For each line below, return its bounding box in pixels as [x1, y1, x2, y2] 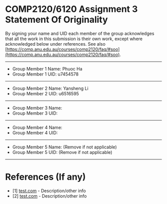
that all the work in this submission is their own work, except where [5, 36, 143, 42]
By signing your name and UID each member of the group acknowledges [5, 30, 155, 36]
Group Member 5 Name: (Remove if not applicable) [12, 144, 117, 150]
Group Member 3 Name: [12, 105, 62, 111]
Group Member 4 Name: [12, 124, 63, 130]
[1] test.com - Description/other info [12, 188, 86, 194]
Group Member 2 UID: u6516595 [12, 90, 80, 96]
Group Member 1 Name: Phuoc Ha [12, 66, 83, 71]
